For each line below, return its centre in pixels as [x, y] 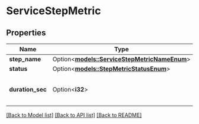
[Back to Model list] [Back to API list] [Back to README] [74, 115]
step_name [25, 59]
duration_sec [28, 89]
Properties [26, 33]
